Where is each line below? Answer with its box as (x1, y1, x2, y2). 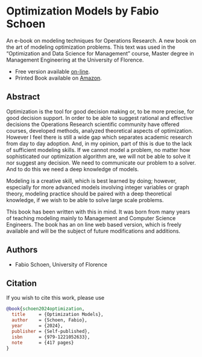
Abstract (6, 92, 40, 102)
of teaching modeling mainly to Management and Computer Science (6, 214, 176, 221)
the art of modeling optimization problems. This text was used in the (6, 43, 176, 51)
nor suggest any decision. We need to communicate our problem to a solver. (6, 159, 196, 166)
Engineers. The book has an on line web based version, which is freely (6, 221, 182, 228)
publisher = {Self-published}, (11, 328, 90, 334)
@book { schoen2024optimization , (6, 306, 85, 312)
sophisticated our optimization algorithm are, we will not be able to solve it (6, 153, 191, 160)
